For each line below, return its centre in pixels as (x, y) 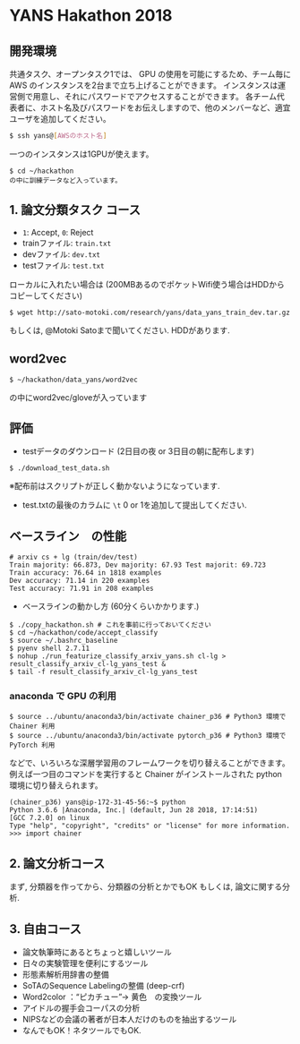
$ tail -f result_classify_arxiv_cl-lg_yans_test (104, 672)
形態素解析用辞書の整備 (65, 975)
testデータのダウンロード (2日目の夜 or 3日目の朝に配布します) (138, 451)
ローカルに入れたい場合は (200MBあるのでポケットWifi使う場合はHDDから (147, 284)
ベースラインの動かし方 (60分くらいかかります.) (111, 606)
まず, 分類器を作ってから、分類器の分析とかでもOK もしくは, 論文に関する (146, 886)
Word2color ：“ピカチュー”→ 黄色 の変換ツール (112, 997)
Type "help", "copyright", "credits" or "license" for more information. (150, 826)
